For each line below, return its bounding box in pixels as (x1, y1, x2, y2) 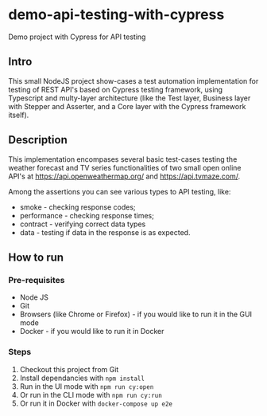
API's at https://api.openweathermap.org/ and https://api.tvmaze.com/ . (8, 171, 241, 181)
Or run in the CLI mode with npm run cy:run (19, 390, 163, 399)
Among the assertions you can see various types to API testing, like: (8, 186, 231, 196)
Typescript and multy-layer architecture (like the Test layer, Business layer (8, 93, 251, 103)
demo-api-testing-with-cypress (8, 6, 225, 24)
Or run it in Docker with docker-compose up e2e (19, 398, 173, 408)
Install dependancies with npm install (19, 373, 145, 383)
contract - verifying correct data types (19, 219, 146, 229)
